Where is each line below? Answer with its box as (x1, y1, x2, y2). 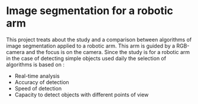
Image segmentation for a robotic (6, 4, 173, 18)
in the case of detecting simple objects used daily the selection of (6, 55, 167, 62)
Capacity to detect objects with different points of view (14, 91, 149, 98)
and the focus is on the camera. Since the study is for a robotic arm (25, 48, 190, 55)
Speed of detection (14, 85, 62, 92)
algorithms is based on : (6, 61, 65, 68)
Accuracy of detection (14, 78, 69, 86)
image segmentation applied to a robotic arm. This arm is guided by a (6, 42, 176, 49)
